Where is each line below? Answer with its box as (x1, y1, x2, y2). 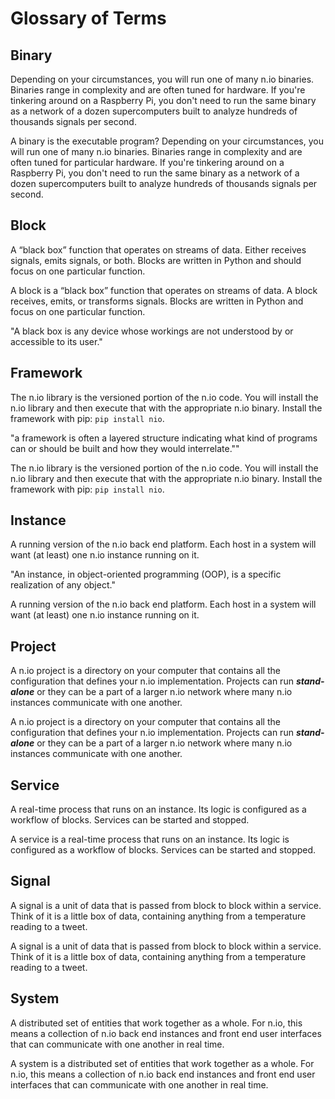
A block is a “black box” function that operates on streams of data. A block (10, 284, 318, 296)
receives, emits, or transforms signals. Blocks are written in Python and (10, 295, 304, 307)
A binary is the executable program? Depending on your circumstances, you (10, 135, 324, 147)
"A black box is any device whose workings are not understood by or (10, 325, 294, 337)
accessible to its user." (10, 335, 103, 347)
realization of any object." (10, 579, 116, 591)
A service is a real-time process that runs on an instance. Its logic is (10, 833, 290, 846)
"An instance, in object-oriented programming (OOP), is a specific (10, 568, 282, 581)
